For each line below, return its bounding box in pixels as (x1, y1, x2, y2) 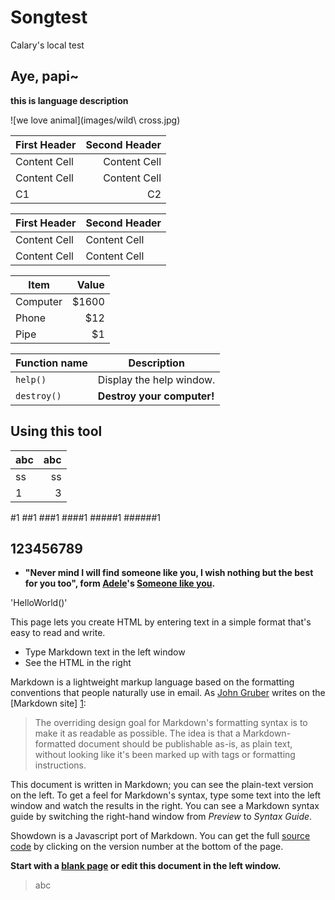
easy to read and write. (10, 627, 106, 639)
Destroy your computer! (97, 389, 215, 403)
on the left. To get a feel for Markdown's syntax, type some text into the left (10, 789, 321, 801)
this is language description (10, 94, 129, 106)
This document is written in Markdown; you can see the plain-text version (10, 779, 314, 791)
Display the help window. (97, 372, 216, 386)
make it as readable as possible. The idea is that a (34, 727, 241, 740)
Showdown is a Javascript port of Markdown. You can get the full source (10, 830, 311, 842)
